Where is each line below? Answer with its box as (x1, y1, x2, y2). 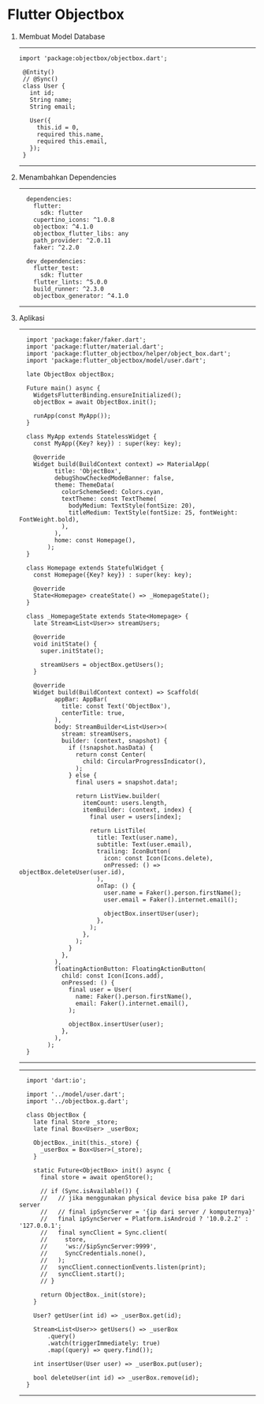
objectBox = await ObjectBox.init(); (33, 397, 157, 406)
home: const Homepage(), (54, 536, 136, 544)
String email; (29, 103, 76, 111)
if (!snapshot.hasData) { (69, 743, 154, 751)
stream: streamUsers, (61, 729, 132, 738)
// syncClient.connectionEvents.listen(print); (39, 1263, 206, 1271)
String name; (29, 96, 73, 104)
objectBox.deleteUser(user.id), (18, 868, 125, 876)
